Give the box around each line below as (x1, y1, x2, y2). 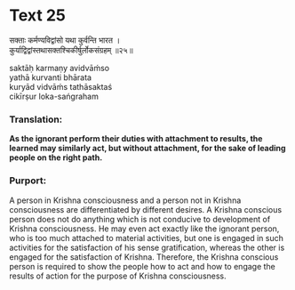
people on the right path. (9, 152, 103, 163)
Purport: (9, 174, 47, 187)
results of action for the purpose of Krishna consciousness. (9, 270, 227, 281)
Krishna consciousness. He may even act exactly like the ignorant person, (9, 223, 280, 234)
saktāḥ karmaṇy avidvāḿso (9, 62, 109, 73)
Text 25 (9, 5, 67, 26)
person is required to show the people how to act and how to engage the (9, 261, 275, 271)
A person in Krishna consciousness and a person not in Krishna (9, 195, 242, 205)
